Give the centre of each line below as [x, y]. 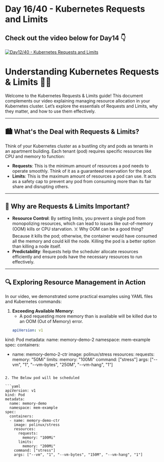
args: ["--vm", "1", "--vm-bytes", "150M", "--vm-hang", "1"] [78, 455]
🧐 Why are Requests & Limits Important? [67, 207]
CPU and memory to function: [35, 156]
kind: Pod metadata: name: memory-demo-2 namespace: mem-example [78, 340]
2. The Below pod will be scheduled [42, 378]
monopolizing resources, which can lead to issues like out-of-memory [82, 223]
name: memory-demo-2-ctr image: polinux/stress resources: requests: [83, 354]
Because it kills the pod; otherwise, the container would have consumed [84, 236]
